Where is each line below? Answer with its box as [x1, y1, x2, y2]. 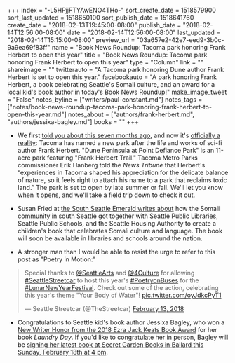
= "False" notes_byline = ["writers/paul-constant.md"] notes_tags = [7, 95, 203, 104]
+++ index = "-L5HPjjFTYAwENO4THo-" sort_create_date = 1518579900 [7, 6, 216, 14]
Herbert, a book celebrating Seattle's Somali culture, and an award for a [7, 81, 215, 88]
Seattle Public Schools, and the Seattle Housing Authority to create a [17, 219, 216, 227]
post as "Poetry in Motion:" [17, 255, 96, 263]
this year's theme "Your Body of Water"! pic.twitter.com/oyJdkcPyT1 [24, 291, 222, 299]
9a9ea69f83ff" [7, 43, 51, 51]
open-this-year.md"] [7, 110, 67, 118]
